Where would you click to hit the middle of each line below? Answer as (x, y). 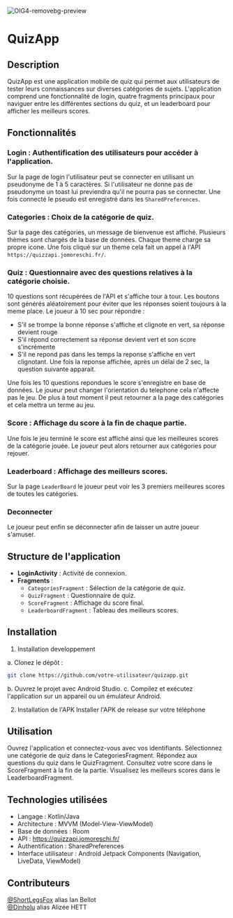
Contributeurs (39, 883)
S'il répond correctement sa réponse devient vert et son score (107, 340)
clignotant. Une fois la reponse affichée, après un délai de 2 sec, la (113, 362)
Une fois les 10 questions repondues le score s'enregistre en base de (106, 383)
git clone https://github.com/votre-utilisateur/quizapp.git (98, 675)
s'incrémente (36, 347)
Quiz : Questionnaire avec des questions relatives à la (100, 272)
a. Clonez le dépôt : (35, 662)
